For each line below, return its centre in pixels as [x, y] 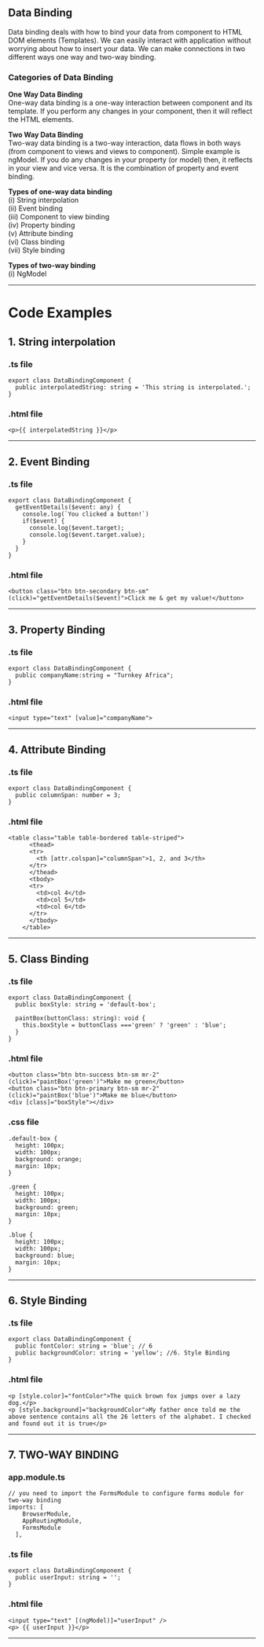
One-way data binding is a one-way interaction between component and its [130, 103]
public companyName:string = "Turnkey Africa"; [95, 675]
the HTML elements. [41, 119]
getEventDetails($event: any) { [68, 507]
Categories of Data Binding [61, 77]
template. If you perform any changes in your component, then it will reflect [130, 111]
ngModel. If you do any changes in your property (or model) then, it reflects [130, 160]
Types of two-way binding [52, 266]
